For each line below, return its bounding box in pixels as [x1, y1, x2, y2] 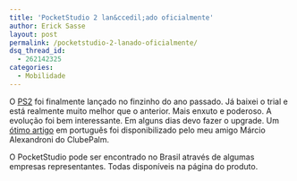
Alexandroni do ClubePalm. [9, 134, 110, 144]
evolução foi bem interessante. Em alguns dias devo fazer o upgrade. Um [9, 115, 280, 125]
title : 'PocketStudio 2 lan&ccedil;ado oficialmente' [9, 13, 215, 22]
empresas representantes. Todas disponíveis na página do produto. [9, 160, 259, 171]
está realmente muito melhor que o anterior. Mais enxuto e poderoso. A [9, 105, 272, 116]
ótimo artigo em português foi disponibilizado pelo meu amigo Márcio [9, 125, 266, 135]
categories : [9, 64, 54, 73]
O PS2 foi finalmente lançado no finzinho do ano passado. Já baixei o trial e [9, 96, 288, 107]
